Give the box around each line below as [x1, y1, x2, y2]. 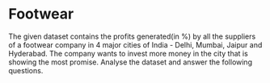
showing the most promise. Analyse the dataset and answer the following [8, 57, 253, 67]
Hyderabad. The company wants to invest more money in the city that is [8, 48, 248, 58]
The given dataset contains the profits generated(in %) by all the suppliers [8, 31, 256, 41]
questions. [8, 65, 44, 75]
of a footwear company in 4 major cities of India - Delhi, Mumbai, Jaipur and [8, 39, 263, 49]
